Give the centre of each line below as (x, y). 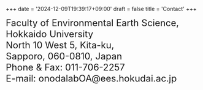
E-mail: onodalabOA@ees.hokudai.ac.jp (91, 79)
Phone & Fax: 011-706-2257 (65, 67)
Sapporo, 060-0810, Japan (64, 56)
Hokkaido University (49, 34)
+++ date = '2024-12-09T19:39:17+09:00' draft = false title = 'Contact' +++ (101, 9)
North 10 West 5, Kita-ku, (60, 45)
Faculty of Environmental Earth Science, (92, 23)
